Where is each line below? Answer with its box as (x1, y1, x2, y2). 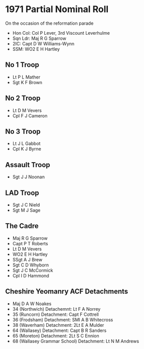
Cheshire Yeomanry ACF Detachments (5, 287, 128, 296)
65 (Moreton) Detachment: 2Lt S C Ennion (12, 332, 99, 338)
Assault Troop (5, 160, 50, 169)
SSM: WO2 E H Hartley (12, 46, 60, 52)
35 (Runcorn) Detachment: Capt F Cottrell (12, 311, 99, 317)
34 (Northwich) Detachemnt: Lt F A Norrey (12, 306, 101, 312)
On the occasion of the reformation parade (5, 20, 94, 26)
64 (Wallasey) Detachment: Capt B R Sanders (12, 327, 107, 333)
